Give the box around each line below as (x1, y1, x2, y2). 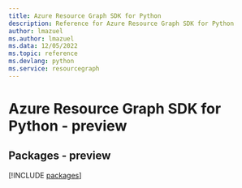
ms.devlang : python (8, 58, 75, 66)
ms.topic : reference (8, 49, 79, 58)
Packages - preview (8, 149, 111, 163)
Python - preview (8, 117, 127, 135)
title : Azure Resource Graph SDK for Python (8, 11, 162, 20)
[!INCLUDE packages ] (8, 170, 82, 180)
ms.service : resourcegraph (8, 65, 100, 73)
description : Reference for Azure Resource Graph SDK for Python (8, 19, 234, 28)
